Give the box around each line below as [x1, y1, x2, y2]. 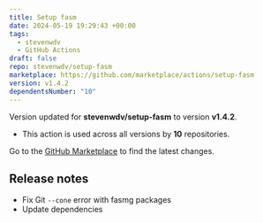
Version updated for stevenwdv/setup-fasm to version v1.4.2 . [9, 111, 237, 122]
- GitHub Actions [17, 46, 81, 55]
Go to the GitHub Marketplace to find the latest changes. [9, 145, 214, 156]
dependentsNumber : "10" [9, 87, 97, 96]
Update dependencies [21, 204, 103, 215]
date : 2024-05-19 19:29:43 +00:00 [9, 21, 137, 30]
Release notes [9, 171, 89, 186]
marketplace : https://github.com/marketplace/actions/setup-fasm [9, 71, 254, 80]
